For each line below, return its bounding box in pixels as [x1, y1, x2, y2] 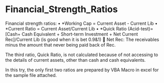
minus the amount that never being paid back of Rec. [5, 41, 116, 48]
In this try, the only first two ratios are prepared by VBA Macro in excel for [5, 67, 159, 73]
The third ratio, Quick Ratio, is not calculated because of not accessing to [5, 52, 158, 58]
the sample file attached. [5, 72, 57, 78]
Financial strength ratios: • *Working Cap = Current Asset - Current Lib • [5, 20, 158, 26]
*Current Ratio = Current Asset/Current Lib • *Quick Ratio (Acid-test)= [5, 25, 153, 31]
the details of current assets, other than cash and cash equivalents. [5, 57, 146, 63]
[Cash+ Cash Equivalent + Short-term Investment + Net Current [5, 31, 138, 37]
